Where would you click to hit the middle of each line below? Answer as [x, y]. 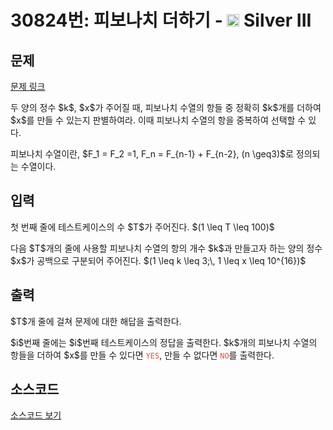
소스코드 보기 [36, 415]
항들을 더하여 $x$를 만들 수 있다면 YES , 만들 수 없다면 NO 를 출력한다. [142, 355]
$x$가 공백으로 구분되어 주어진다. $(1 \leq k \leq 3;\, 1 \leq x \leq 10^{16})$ [158, 260]
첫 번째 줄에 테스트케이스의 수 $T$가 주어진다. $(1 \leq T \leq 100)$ [142, 227]
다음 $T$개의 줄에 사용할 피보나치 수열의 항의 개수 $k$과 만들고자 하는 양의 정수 [166, 248]
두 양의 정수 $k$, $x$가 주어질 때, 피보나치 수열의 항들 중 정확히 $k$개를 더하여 [166, 107]
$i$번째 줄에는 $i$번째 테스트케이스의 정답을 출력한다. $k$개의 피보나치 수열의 [164, 342]
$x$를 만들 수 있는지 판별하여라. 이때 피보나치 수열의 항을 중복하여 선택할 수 [158, 120]
